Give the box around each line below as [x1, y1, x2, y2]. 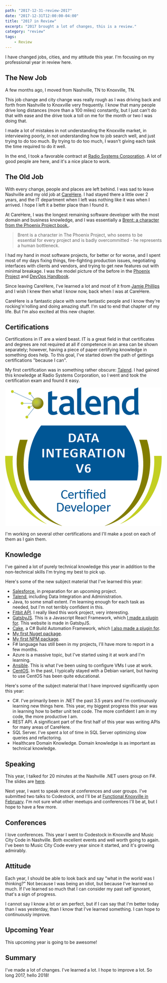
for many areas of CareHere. [12, 724, 71, 730]
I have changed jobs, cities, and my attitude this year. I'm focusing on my [5, 54, 155, 60]
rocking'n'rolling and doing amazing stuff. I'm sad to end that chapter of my [5, 303, 160, 309]
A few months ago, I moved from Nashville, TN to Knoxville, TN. [5, 87, 136, 93]
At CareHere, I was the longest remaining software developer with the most [5, 211, 160, 217]
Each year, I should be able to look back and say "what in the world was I [5, 875, 155, 881]
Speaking [5, 760, 36, 768]
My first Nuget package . [12, 631, 63, 637]
